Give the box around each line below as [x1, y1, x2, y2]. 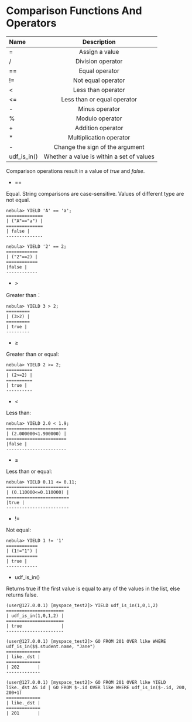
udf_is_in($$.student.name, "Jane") [6, 643, 95, 649]
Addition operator [75, 124, 124, 132]
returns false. [6, 591, 38, 598]
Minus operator [78, 104, 121, 113]
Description [82, 38, 116, 46]
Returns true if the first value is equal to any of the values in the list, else [6, 585, 180, 592]
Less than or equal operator [61, 95, 138, 103]
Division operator [75, 57, 123, 65]
